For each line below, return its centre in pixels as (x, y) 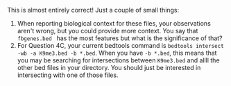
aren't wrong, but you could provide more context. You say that (108, 31)
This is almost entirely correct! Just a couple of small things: (93, 10)
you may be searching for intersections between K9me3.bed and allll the (118, 60)
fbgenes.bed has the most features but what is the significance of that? (120, 38)
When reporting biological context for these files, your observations (114, 23)
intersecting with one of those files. (68, 75)
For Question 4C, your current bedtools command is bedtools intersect (120, 45)
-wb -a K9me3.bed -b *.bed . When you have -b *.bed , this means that (117, 53)
